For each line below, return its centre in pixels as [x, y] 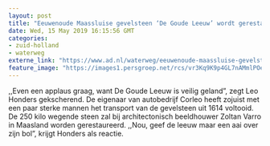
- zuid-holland [34, 46]
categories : [28, 38]
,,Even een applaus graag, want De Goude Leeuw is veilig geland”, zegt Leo [133, 91]
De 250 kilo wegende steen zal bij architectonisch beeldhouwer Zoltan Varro [135, 116]
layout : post [30, 16]
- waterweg [27, 53]
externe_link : [32, 61]
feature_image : [34, 68]
